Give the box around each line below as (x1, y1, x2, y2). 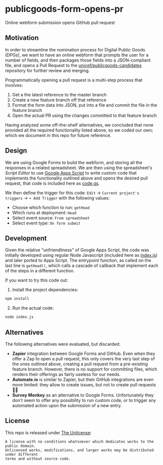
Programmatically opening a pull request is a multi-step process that (5, 77, 143, 83)
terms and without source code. (5, 456, 71, 461)
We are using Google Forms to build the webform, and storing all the (5, 159, 143, 165)
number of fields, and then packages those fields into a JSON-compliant (5, 57, 151, 63)
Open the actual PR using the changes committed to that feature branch (12, 112, 157, 118)
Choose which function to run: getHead (12, 204, 90, 210)
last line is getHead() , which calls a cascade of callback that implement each (5, 263, 159, 268)
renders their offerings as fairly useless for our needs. (12, 371, 121, 377)
